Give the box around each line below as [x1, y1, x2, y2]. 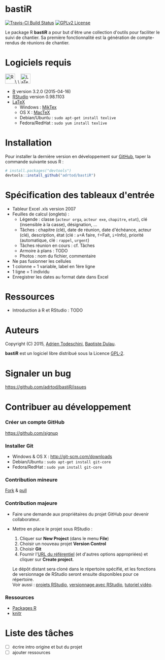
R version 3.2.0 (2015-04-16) [12, 88, 71, 94]
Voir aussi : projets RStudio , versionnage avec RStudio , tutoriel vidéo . [12, 582, 153, 588]
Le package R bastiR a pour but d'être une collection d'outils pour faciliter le [5, 29, 160, 35]
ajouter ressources [12, 649, 51, 655]
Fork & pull [5, 487, 27, 493]
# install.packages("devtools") [5, 168, 71, 173]
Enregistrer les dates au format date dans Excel [12, 274, 108, 279]
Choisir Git [19, 546, 42, 552]
